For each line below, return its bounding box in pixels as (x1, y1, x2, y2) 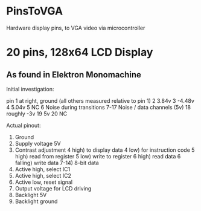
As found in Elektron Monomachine (6, 70, 142, 80)
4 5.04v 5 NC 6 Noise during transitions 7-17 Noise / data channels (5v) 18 (6, 103, 191, 111)
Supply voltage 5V (14, 140, 62, 147)
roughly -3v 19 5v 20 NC (6, 110, 68, 117)
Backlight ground (14, 198, 58, 205)
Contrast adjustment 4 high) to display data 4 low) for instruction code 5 (14, 146, 195, 154)
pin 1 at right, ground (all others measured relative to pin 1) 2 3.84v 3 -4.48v (6, 97, 195, 104)
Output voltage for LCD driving (14, 184, 92, 192)
